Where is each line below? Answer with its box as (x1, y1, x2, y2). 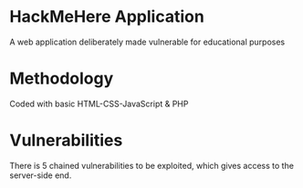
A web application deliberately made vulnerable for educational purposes (9, 36, 286, 47)
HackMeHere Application (9, 6, 205, 27)
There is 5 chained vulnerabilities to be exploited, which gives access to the (9, 160, 295, 171)
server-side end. (9, 170, 72, 181)
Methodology (9, 68, 114, 89)
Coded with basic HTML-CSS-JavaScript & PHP (9, 98, 189, 109)
